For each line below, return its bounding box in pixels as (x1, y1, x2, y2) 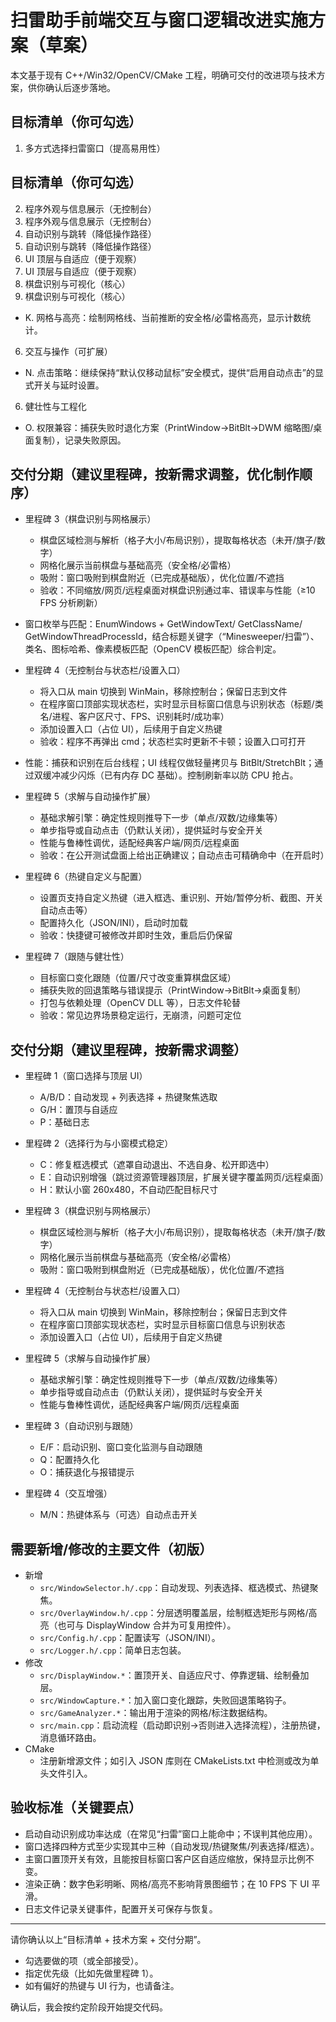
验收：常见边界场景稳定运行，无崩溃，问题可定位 (39, 1009, 242, 1021)
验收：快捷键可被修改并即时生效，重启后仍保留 (39, 929, 233, 941)
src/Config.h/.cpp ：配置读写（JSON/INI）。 (39, 1632, 221, 1643)
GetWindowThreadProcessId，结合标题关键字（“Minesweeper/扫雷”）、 (24, 631, 320, 643)
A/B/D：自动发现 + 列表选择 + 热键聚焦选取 (39, 1091, 218, 1103)
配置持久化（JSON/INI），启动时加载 (39, 917, 188, 929)
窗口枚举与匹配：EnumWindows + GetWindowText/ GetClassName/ (24, 618, 303, 630)
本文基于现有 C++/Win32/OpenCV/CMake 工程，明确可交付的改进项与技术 (10, 69, 317, 81)
